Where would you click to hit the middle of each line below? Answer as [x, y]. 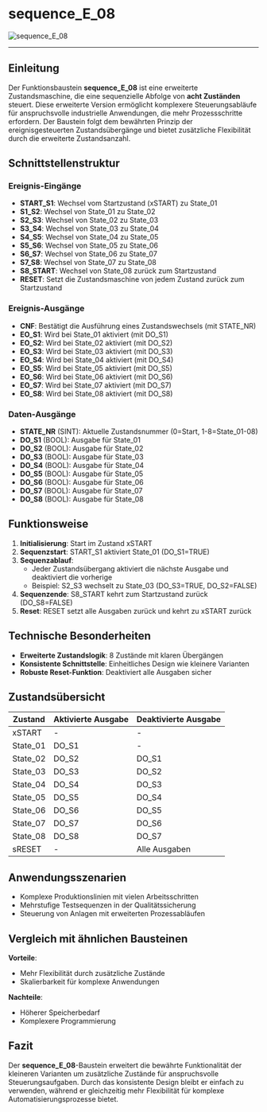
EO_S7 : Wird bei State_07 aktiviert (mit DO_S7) [96, 385]
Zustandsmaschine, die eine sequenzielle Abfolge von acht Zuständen [124, 96]
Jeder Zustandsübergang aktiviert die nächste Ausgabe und [130, 568]
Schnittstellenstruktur [64, 164]
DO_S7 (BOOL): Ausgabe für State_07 [81, 491]
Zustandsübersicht [57, 697]
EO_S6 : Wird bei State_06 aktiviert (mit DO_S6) [96, 377]
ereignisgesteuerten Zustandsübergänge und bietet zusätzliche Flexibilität [130, 130]
